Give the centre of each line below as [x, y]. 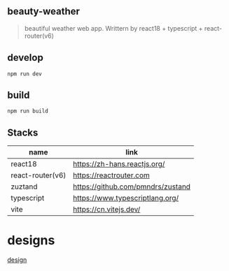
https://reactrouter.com [111, 175]
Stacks [23, 132]
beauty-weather [44, 12]
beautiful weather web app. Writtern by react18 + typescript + [113, 28]
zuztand [24, 186]
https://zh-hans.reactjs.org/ [119, 164]
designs [31, 241]
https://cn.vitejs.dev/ [107, 210]
